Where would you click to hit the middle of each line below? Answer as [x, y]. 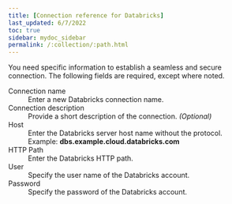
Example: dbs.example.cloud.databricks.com [104, 142]
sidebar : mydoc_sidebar [47, 38]
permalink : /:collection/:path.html [68, 45]
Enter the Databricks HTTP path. [81, 158]
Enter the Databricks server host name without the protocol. [125, 133]
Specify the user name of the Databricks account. [109, 176]
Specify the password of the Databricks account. [108, 192]
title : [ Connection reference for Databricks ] [86, 15]
